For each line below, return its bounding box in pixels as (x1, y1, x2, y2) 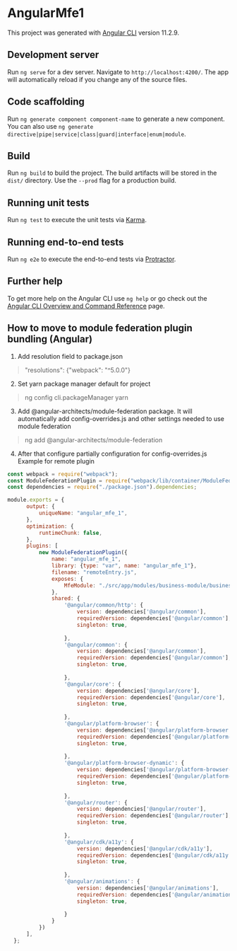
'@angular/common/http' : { (63, 601, 143, 609)
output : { (25, 503, 55, 510)
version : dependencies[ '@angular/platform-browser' (76, 727, 232, 734)
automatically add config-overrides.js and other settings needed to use (17, 414, 224, 422)
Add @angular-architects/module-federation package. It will (17, 407, 193, 415)
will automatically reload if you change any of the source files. (7, 75, 188, 83)
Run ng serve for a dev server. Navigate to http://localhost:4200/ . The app (7, 67, 229, 76)
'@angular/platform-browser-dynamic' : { (63, 759, 185, 767)
